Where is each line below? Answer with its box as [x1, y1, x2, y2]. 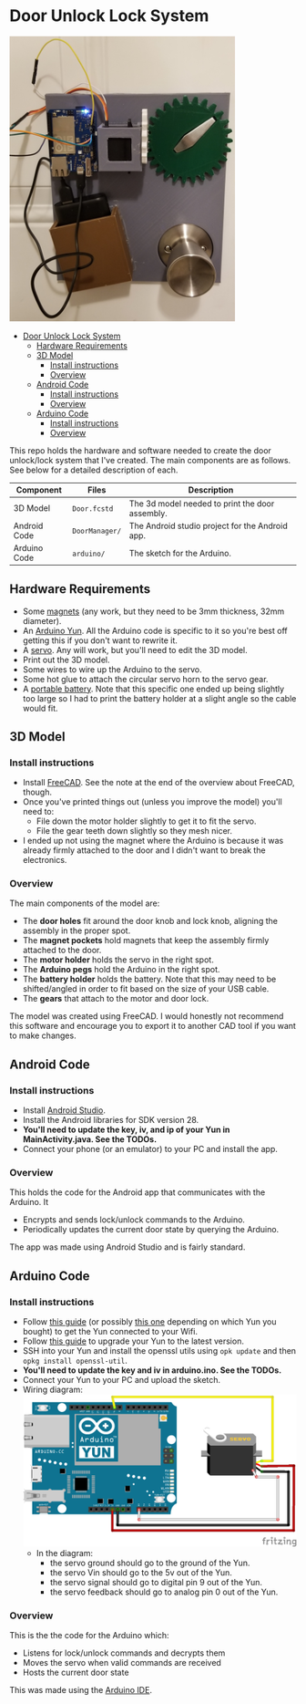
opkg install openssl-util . [22, 1356, 127, 1366]
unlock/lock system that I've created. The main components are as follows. [9, 454, 291, 465]
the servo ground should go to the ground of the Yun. [49, 1557, 250, 1568]
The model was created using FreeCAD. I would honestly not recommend [9, 1011, 284, 1022]
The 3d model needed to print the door [128, 498, 275, 509]
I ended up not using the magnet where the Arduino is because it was [22, 836, 284, 847]
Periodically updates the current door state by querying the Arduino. [22, 1224, 280, 1235]
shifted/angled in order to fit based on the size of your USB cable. [22, 983, 270, 994]
